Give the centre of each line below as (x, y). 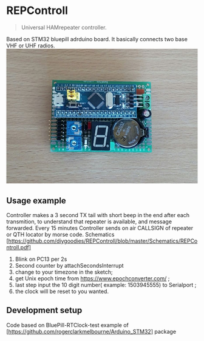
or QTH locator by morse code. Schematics (60, 235)
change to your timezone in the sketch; (64, 272)
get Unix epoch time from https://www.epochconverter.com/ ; (92, 279)
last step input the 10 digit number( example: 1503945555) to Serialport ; (106, 285)
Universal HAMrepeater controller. (64, 27)
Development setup (44, 310)
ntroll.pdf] (19, 248)
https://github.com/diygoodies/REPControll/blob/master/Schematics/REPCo (103, 241)
